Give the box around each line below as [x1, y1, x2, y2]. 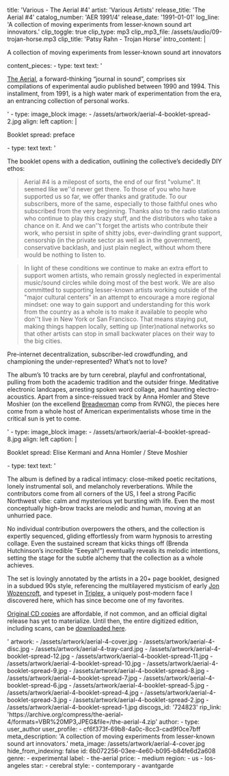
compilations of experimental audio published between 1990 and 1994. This [7, 82, 220, 90]
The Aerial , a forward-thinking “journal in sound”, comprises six [7, 75, 186, 83]
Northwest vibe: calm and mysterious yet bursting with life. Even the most [7, 497, 215, 505]
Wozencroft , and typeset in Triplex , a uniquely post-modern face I [7, 589, 193, 597]
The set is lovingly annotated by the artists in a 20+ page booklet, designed [7, 574, 220, 583]
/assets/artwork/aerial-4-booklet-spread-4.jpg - [7, 689, 144, 696]
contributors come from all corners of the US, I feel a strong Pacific [7, 490, 197, 497]
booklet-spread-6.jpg [7, 681, 68, 689]
